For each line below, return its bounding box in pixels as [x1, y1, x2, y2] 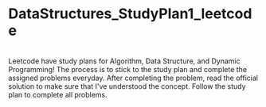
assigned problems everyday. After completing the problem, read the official [8, 73, 259, 82]
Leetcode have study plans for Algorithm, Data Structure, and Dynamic [8, 56, 241, 66]
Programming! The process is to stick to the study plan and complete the [8, 64, 248, 74]
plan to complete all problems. [8, 90, 108, 99]
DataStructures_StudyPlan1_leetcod [8, 5, 252, 23]
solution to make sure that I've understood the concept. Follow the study [8, 81, 246, 91]
